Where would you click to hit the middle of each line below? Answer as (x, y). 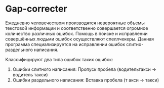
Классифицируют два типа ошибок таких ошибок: (59, 59)
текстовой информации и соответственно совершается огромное (77, 28)
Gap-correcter (36, 9)
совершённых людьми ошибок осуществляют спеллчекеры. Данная (80, 39)
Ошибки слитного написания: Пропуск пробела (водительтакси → (84, 69)
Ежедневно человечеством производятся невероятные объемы (75, 23)
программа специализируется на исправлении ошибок (65, 44)
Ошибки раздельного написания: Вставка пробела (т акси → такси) (86, 80)
